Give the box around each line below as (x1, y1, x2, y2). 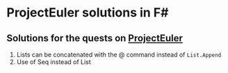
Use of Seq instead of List (16, 58, 91, 66)
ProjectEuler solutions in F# (6, 5, 169, 21)
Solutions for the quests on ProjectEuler (6, 32, 184, 44)
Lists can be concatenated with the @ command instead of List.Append (16, 50, 222, 59)
